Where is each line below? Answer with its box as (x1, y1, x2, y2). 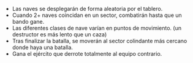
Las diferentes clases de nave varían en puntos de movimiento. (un (12, 24, 182, 31)
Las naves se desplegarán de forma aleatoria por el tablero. (12, 5, 163, 12)
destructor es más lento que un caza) (12, 31, 107, 38)
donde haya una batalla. (12, 44, 74, 51)
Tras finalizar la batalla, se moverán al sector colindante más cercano (12, 38, 187, 44)
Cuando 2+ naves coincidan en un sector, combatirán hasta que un (12, 12, 182, 19)
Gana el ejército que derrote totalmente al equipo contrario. (12, 50, 162, 57)
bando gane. (12, 18, 45, 25)
